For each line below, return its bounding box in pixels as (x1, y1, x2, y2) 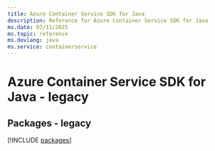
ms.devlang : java (7, 37, 59, 44)
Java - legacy (7, 89, 89, 105)
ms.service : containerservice (7, 43, 98, 50)
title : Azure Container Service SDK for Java (7, 10, 145, 18)
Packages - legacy (7, 117, 91, 129)
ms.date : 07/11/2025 (7, 23, 69, 30)
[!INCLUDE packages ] (7, 136, 72, 144)
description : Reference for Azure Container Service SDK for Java (7, 17, 209, 24)
